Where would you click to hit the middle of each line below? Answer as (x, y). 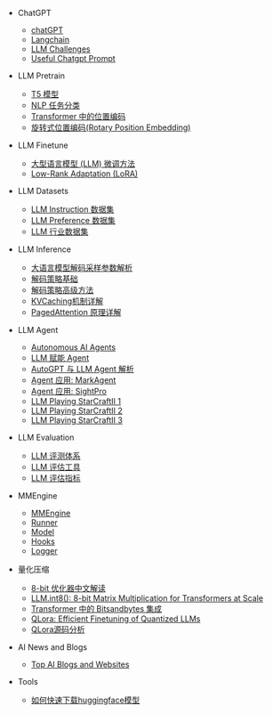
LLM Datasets (43, 191)
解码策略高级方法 (62, 290)
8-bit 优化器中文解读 (68, 588)
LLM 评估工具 (56, 467)
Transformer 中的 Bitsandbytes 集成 (96, 609)
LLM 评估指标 (56, 478)
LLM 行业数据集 (60, 231)
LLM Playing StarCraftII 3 (76, 420)
